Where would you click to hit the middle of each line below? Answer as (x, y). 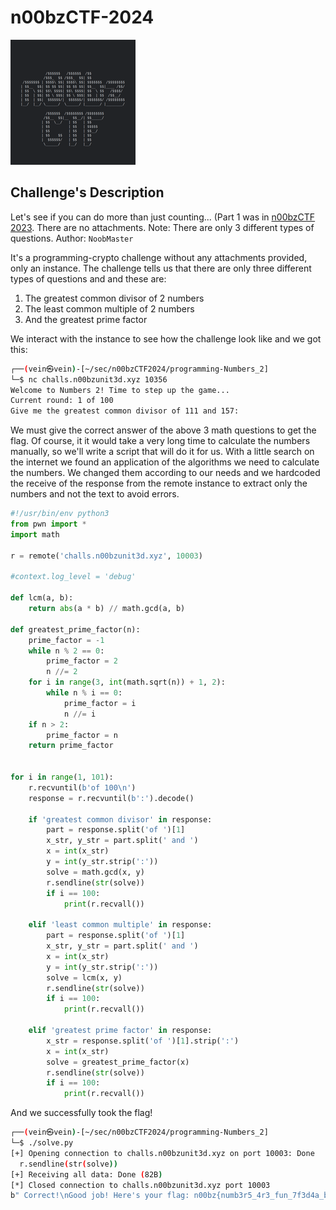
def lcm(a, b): (42, 598)
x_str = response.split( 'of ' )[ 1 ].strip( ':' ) (143, 1041)
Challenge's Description (87, 192)
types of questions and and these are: (88, 278)
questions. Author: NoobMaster (72, 238)
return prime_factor (71, 746)
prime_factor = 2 (82, 661)
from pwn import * (48, 524)
